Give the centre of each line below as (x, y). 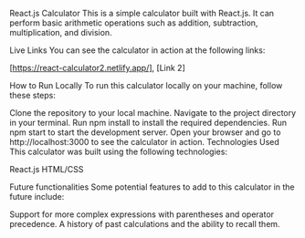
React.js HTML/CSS (47, 169)
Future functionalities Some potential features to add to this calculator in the (152, 187)
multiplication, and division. (61, 32)
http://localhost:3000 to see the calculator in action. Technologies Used (145, 142)
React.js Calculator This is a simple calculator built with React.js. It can (142, 13)
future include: (37, 197)
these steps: (33, 95)
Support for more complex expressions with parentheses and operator (142, 214)
